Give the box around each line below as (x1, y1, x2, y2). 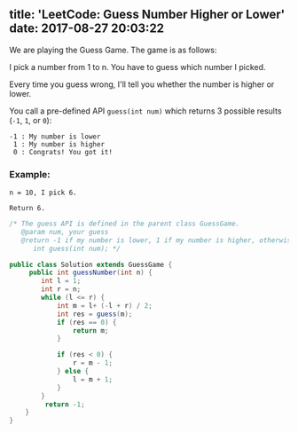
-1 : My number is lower (9, 132, 101, 141)
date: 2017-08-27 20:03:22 (9, 21, 165, 36)
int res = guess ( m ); (56, 310, 133, 319)
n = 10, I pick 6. (9, 188, 77, 198)
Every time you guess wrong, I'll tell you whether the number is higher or (9, 79, 275, 90)
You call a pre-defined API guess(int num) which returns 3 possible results (9, 106, 282, 116)
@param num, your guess (20, 227, 109, 236)
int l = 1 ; (41, 277, 82, 286)
